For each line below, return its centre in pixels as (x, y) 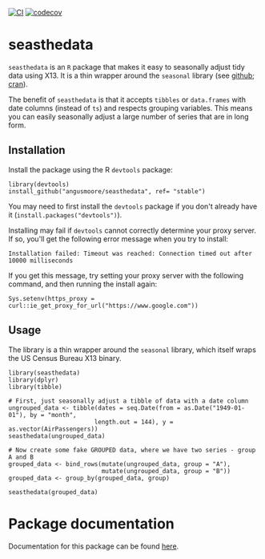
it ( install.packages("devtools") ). (65, 215)
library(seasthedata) (44, 373)
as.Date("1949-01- (215, 408)
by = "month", (53, 415)
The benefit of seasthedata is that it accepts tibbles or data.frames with (127, 99)
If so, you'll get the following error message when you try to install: (118, 239)
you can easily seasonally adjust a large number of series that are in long (129, 116)
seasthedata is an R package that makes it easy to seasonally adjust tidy (127, 67)
